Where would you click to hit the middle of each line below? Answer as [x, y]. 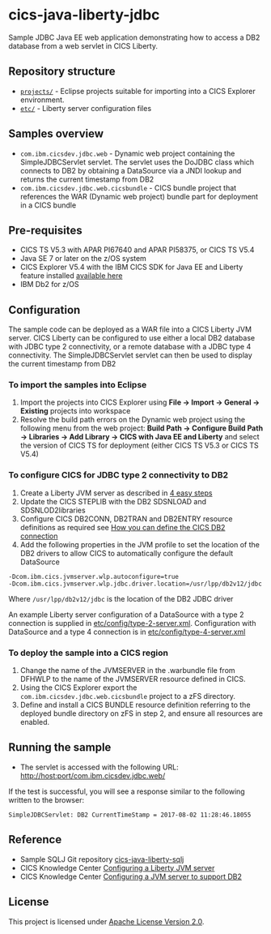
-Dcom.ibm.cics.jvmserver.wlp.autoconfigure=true [94, 576]
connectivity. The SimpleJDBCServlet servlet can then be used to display [130, 355]
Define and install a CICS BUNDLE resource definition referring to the [135, 705]
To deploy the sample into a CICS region [88, 653]
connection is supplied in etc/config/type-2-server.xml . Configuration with [132, 623]
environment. [42, 100]
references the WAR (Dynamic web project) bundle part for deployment [139, 196]
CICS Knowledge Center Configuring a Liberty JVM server [117, 868]
